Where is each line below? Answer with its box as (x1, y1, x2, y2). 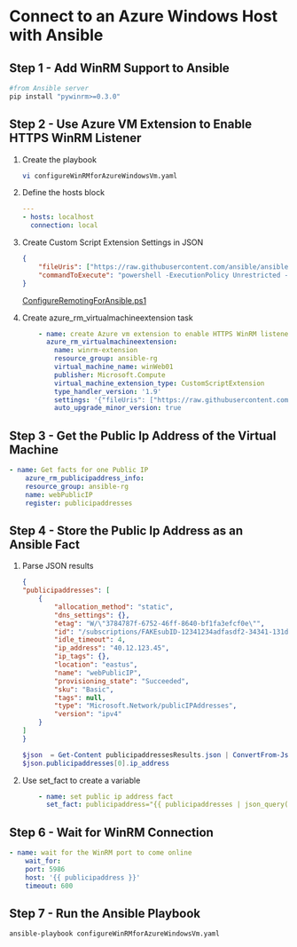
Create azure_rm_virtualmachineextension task (21, 312, 193, 323)
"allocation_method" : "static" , (54, 602, 174, 612)
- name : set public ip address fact (38, 792, 174, 801)
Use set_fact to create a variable (21, 775, 141, 785)
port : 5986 (25, 864, 66, 873)
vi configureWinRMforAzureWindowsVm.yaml (21, 171, 177, 180)
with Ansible (9, 25, 104, 45)
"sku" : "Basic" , (54, 685, 114, 694)
